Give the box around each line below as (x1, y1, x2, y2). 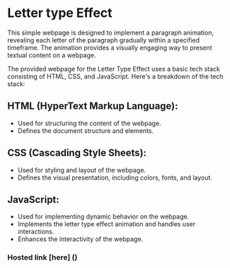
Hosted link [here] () (7, 252, 78, 262)
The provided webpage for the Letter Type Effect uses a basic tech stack (7, 64, 221, 73)
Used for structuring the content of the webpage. (17, 119, 161, 127)
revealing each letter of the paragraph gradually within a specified (7, 35, 200, 44)
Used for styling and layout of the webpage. (17, 165, 146, 174)
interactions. (17, 228, 54, 236)
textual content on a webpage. (7, 51, 97, 59)
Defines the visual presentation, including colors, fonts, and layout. (17, 173, 212, 182)
